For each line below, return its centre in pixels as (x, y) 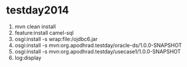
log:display (28, 58)
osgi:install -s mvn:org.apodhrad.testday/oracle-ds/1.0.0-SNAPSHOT (98, 45)
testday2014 (38, 10)
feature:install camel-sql (44, 32)
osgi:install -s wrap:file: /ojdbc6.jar (56, 39)
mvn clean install (35, 26)
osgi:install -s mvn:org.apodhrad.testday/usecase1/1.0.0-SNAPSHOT (98, 51)
